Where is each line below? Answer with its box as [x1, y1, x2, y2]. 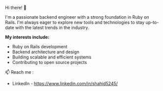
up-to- [145, 20, 159, 25]
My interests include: [5, 34, 50, 40]
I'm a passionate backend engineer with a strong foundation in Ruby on [5, 14, 149, 20]
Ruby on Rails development [12, 44, 68, 49]
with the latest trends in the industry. [15, 25, 89, 30]
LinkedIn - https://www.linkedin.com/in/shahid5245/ [12, 81, 118, 86]
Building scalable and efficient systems [12, 54, 92, 60]
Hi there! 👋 [5, 5, 27, 10]
